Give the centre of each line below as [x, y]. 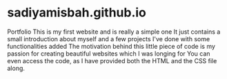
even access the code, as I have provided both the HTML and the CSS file [112, 60]
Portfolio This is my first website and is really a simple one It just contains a [114, 32]
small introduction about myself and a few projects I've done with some [109, 38]
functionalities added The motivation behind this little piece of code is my [111, 46]
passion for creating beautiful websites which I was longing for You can [109, 54]
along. [16, 68]
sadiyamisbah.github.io [77, 13]
